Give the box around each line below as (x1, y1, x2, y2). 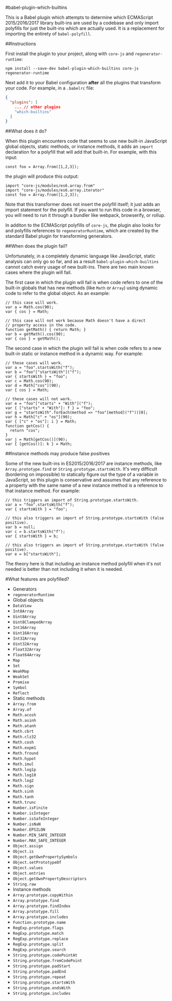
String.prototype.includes (12, 991, 71, 996)
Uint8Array (12, 614, 36, 620)
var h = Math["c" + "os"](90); (5, 415, 72, 420)
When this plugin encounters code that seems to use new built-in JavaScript (5, 138, 167, 144)
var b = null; (5, 525, 36, 530)
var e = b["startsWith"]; (5, 552, 61, 557)
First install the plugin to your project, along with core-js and (5, 51, 134, 57)
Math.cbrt (12, 729, 34, 734)
